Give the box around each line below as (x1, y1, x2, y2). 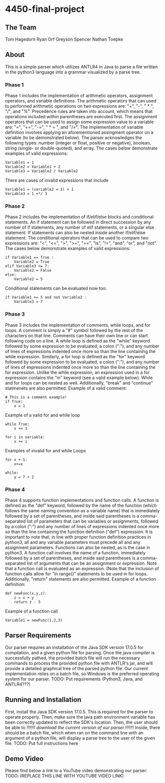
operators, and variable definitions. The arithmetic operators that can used (5, 98, 157, 104)
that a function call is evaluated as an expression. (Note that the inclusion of (5, 566, 159, 571)
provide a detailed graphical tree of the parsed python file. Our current (5, 665, 148, 671)
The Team (5, 23, 37, 32)
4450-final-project (5, 3, 85, 15)
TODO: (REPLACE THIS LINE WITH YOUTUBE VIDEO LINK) (5, 773, 124, 779)
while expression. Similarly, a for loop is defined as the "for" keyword (5, 353, 145, 359)
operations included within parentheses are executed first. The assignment (5, 114, 158, 120)
